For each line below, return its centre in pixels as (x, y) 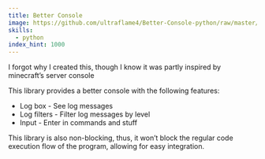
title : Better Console (45, 15)
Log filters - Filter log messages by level (85, 114)
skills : (21, 30)
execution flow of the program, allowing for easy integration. (106, 146)
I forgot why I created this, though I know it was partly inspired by (115, 67)
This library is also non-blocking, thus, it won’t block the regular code (121, 138)
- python (30, 37)
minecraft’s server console (51, 76)
